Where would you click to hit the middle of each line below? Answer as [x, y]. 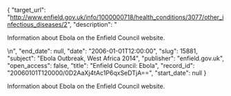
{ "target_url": [27, 10]
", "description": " [92, 24]
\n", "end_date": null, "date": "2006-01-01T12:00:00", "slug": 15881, [102, 51]
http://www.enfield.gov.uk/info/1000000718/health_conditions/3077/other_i [117, 17]
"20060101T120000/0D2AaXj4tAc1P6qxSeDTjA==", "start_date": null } [107, 73]
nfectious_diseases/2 [37, 24]
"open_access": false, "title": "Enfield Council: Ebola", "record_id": [101, 65]
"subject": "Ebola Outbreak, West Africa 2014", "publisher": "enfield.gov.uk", [115, 58]
